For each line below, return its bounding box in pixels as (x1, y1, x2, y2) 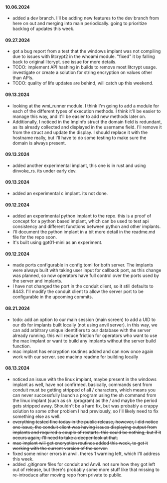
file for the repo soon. (12, 234, 57, 240)
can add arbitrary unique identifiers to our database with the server (12, 327, 151, 333)
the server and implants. (12, 278, 63, 284)
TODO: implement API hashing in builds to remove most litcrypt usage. (12, 64, 157, 70)
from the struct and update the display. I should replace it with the (12, 129, 148, 135)
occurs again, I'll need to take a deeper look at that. (12, 434, 118, 440)
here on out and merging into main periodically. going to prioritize (12, 20, 147, 26)
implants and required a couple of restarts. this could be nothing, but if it (12, 429, 161, 435)
